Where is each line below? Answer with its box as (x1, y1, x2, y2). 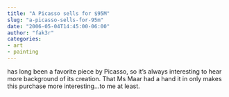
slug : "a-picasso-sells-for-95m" (7, 17, 104, 23)
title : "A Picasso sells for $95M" (7, 10, 110, 17)
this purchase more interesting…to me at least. (7, 82, 140, 90)
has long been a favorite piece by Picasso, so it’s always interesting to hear (7, 67, 222, 76)
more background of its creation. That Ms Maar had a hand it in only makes (7, 74, 222, 83)
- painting (7, 49, 39, 56)
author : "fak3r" (7, 29, 54, 36)
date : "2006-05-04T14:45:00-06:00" (7, 23, 110, 30)
